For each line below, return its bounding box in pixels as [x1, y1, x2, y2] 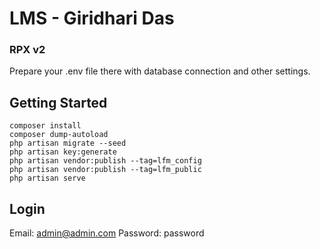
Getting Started [9, 94, 108, 111]
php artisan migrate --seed [9, 138, 127, 149]
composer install [9, 121, 82, 131]
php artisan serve [9, 173, 86, 184]
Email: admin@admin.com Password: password [9, 227, 205, 239]
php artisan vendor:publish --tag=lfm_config [9, 156, 202, 166]
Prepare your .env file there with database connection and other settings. [9, 65, 311, 77]
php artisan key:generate [9, 147, 117, 157]
